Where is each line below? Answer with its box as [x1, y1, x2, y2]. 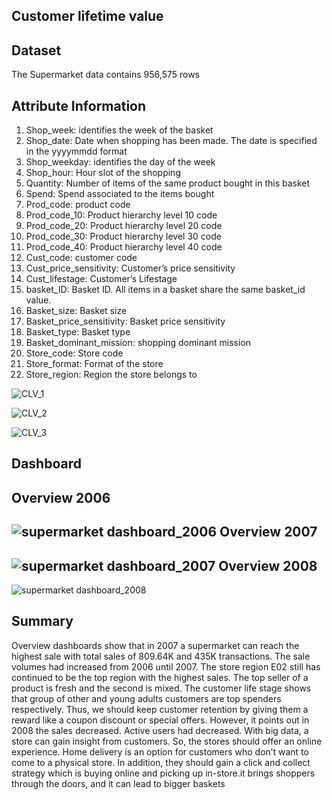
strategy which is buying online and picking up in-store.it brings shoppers [11, 767, 316, 779]
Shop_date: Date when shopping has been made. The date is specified [25, 135, 318, 147]
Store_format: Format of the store [25, 358, 164, 370]
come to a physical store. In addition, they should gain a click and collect [11, 756, 311, 768]
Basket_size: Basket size [25, 305, 128, 317]
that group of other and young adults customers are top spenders [11, 692, 282, 704]
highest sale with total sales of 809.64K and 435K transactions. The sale [11, 650, 311, 662]
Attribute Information [11, 97, 147, 114]
